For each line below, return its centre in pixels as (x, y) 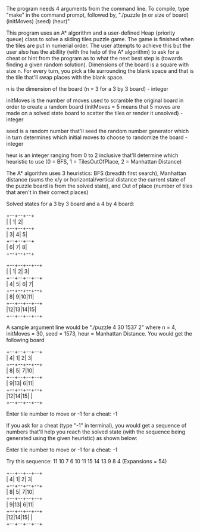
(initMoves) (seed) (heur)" (38, 21)
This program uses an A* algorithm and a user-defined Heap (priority (91, 33)
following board (25, 340)
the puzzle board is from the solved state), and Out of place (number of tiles (99, 186)
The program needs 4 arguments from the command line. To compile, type (98, 9)
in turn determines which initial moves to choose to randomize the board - (97, 137)
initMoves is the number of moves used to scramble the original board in (95, 100)
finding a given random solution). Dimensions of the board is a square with (98, 64)
